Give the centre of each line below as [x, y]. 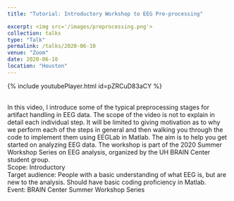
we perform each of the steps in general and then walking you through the [115, 129]
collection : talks [34, 33]
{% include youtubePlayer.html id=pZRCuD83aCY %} [85, 86]
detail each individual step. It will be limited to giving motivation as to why [114, 122]
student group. [29, 159]
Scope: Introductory [36, 167]
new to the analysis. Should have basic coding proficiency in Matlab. [107, 182]
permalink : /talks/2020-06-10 [52, 47]
